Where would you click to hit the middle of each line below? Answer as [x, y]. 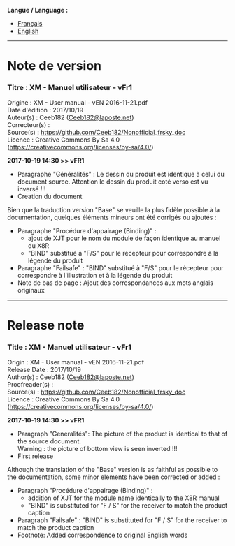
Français [30, 23]
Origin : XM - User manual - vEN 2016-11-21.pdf [76, 362]
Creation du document [50, 197]
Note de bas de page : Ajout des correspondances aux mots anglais [115, 283]
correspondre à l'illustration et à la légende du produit [95, 276]
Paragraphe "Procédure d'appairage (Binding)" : [87, 231]
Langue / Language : [38, 10]
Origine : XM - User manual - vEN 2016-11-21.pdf [78, 103]
